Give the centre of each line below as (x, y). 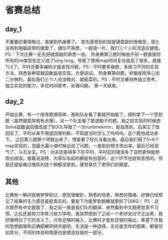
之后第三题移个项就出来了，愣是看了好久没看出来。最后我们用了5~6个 (87, 139)
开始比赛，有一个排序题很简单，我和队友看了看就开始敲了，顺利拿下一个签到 (84, 114)
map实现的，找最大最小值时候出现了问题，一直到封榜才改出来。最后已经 (80, 145)
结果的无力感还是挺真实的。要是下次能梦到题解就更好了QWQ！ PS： (84, 201)
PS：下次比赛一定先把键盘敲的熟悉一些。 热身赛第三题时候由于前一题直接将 (83, 54)
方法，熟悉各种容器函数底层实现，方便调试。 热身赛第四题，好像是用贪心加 (82, 73)
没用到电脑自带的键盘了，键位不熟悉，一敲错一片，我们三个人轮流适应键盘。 (84, 48)
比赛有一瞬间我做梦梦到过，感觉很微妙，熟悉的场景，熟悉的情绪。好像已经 (82, 195)
